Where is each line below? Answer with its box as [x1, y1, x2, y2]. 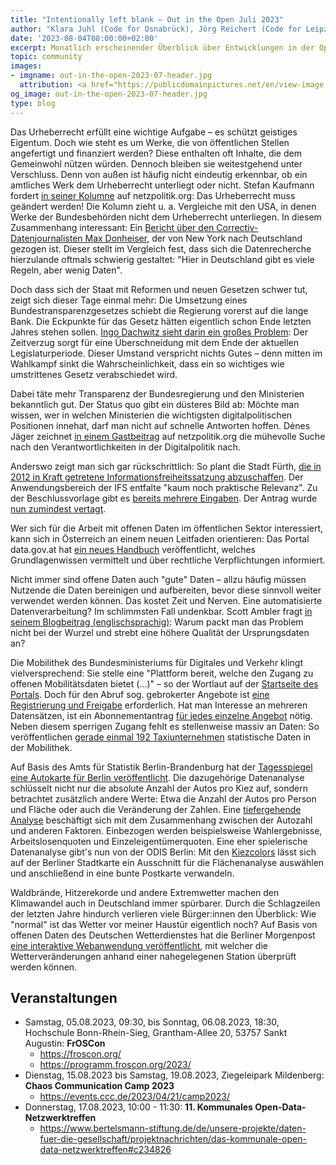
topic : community [10, 52, 83, 62]
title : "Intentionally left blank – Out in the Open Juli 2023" [10, 14, 284, 25]
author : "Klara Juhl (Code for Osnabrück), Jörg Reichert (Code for [10, 24, 302, 34]
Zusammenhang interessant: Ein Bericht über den [10, 221, 215, 233]
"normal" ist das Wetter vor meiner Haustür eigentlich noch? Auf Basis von [10, 918, 318, 930]
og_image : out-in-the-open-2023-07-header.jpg [10, 89, 208, 99]
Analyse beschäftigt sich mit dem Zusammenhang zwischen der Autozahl [10, 814, 313, 826]
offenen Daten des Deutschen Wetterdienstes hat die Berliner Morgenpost [10, 929, 316, 941]
